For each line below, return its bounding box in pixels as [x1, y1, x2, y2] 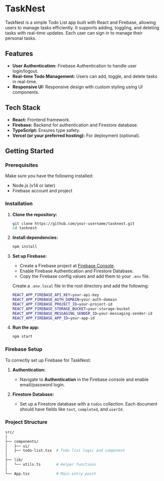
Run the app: [12, 324, 40, 330]
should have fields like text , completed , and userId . [19, 406, 124, 412]
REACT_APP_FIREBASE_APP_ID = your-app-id [12, 315, 95, 320]
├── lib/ [5, 457, 23, 463]
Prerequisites [5, 162, 38, 169]
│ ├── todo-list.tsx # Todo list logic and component [5, 448, 125, 453]
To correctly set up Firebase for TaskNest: [5, 357, 92, 363]
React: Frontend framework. [12, 117, 70, 122]
